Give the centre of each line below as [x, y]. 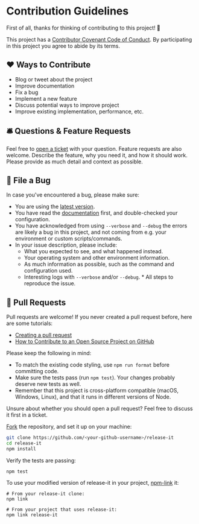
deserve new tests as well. [48, 384]
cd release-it [24, 444]
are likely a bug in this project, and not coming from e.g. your [91, 232]
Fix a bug [27, 92]
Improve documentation [45, 86]
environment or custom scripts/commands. [68, 239]
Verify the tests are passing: [41, 460]
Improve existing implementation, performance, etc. [79, 111]
